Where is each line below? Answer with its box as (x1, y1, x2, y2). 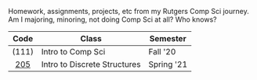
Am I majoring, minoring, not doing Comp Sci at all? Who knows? (8, 15, 217, 24)
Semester (149, 33, 186, 43)
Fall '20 (148, 47, 176, 57)
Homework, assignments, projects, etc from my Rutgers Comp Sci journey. (8, 7, 249, 16)
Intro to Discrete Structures (41, 59, 141, 69)
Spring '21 (148, 59, 188, 69)
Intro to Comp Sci (41, 47, 106, 57)
